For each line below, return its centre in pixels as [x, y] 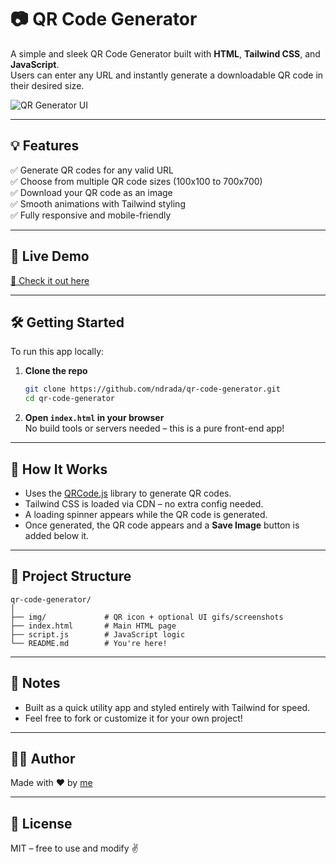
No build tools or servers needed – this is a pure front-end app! [154, 428]
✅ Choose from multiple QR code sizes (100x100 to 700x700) [136, 181]
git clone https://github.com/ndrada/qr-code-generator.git [152, 389]
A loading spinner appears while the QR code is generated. [146, 514]
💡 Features [45, 146]
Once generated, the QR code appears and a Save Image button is [162, 525]
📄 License [41, 823]
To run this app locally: [57, 352]
